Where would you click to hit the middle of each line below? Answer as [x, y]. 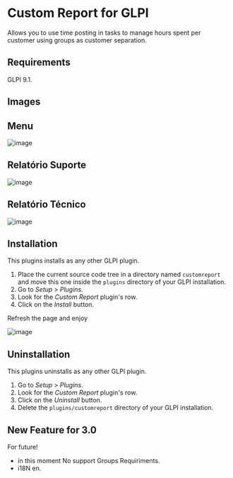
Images [24, 102]
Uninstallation [39, 354]
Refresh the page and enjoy [48, 318]
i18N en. [29, 468]
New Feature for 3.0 [52, 430]
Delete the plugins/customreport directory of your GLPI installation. [115, 408]
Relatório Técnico [47, 204]
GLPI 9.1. [20, 79]
